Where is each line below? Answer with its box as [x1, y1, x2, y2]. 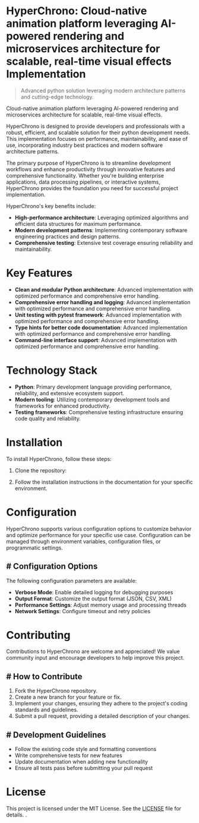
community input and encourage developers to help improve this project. [6, 654, 185, 661]
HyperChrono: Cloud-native [6, 4, 147, 18]
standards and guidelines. [14, 706, 78, 714]
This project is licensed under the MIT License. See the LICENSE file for [6, 805, 182, 812]
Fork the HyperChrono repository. [14, 688, 98, 695]
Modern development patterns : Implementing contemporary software [14, 226, 188, 234]
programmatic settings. [6, 544, 64, 551]
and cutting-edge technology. [20, 93, 94, 100]
